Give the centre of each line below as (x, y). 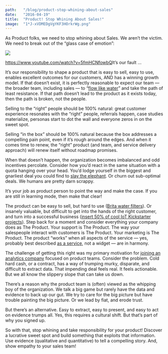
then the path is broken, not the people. (46, 99)
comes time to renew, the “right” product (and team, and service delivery (81, 145)
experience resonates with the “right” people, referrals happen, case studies (84, 114)
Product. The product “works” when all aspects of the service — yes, (77, 238)
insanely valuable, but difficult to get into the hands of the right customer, (81, 212)
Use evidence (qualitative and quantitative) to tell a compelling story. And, (81, 341)
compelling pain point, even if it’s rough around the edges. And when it (78, 140)
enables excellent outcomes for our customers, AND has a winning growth (82, 78)
